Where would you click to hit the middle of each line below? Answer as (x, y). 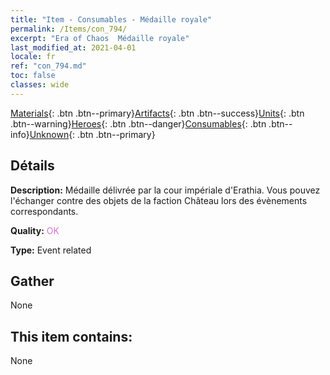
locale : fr (33, 57)
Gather (32, 281)
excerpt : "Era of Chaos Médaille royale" (100, 38)
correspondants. (44, 211)
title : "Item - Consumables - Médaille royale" (111, 19)
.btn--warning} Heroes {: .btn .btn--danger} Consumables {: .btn (138, 123)
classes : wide (40, 85)
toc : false (33, 76)
